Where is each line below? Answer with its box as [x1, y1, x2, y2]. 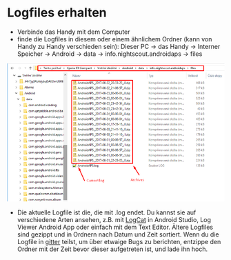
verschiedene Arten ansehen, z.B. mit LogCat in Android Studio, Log [17, 215, 212, 223]
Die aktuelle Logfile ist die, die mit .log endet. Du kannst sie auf [17, 208, 197, 217]
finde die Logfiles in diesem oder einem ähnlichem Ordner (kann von [17, 34, 212, 43]
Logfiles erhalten [7, 5, 107, 21]
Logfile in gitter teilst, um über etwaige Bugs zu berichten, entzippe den [17, 237, 221, 246]
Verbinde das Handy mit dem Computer [17, 28, 130, 36]
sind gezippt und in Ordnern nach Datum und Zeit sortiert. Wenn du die [17, 230, 219, 239]
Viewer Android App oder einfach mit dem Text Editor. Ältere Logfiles [17, 223, 214, 231]
